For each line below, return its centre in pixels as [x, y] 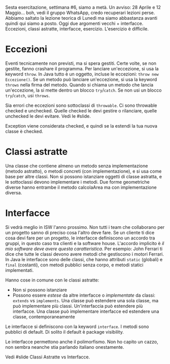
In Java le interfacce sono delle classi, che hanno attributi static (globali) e [84, 259]
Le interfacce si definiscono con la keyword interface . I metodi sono [77, 327]
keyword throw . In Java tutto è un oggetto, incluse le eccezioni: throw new [82, 74]
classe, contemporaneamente [44, 316]
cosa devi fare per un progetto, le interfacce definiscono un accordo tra [80, 238]
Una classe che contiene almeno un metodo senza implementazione [77, 166]
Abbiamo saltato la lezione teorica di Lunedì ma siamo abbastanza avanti [81, 18]
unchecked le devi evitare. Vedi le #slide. [48, 116]
